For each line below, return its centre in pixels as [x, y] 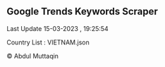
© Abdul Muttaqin [33, 56]
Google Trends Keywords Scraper [82, 12]
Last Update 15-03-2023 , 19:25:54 [57, 28]
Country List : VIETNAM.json [48, 42]
